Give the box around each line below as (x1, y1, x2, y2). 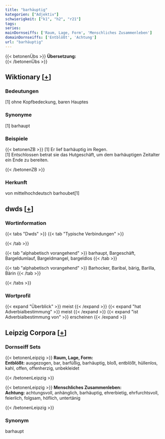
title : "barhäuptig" (5, 7, 48, 12)
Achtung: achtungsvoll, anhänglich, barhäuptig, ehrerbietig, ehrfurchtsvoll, (5, 390, 159, 395)
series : (5, 26, 21, 31)
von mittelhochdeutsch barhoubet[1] (5, 190, 80, 196)
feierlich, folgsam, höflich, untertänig (5, 395, 81, 401)
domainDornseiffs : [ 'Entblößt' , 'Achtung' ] (5, 35, 97, 40)
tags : (5, 21, 16, 26)
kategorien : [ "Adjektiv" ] (5, 12, 59, 17)
